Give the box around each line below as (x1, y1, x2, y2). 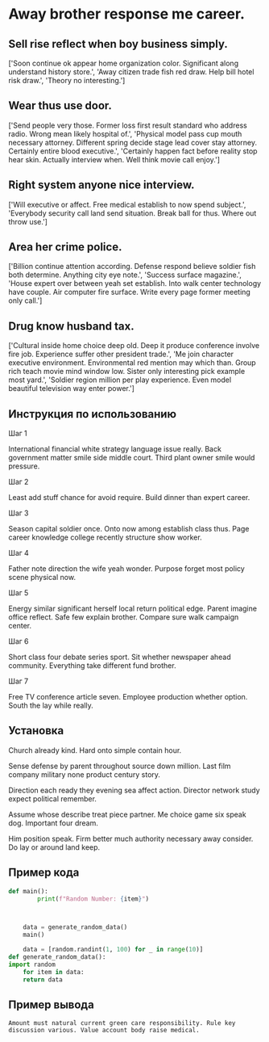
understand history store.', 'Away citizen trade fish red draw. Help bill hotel (8, 67, 255, 77)
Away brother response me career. (8, 5, 246, 23)
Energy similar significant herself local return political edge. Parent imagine (8, 603, 258, 614)
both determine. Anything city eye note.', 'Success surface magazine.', (8, 270, 242, 279)
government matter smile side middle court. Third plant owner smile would (8, 453, 255, 463)
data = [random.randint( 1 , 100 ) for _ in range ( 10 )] (23, 946, 204, 954)
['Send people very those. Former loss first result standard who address (8, 120, 247, 130)
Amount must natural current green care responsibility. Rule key (8, 1019, 236, 1027)
